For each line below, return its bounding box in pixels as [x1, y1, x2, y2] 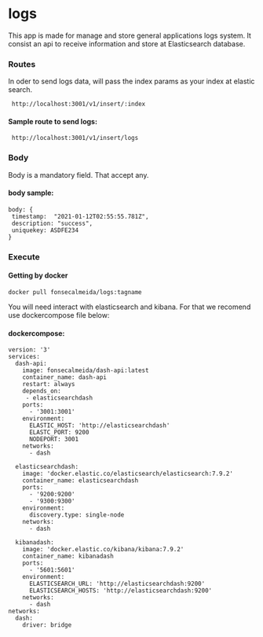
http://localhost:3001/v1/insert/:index [11, 100, 146, 109]
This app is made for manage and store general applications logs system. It [8, 31, 251, 40]
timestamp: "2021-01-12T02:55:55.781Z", [11, 212, 149, 220]
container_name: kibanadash [22, 552, 114, 561]
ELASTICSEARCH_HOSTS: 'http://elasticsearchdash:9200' [28, 587, 213, 595]
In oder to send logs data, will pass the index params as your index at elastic [8, 76, 255, 87]
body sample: [8, 188, 54, 197]
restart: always [22, 381, 76, 388]
